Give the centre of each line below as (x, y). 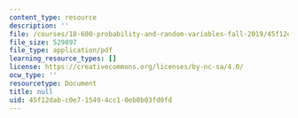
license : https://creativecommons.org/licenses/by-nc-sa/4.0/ (126, 67)
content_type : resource (53, 17)
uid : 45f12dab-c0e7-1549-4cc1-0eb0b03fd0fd (91, 100)
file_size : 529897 (43, 42)
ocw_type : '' (33, 75)
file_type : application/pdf (61, 51)
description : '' (39, 26)
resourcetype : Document (53, 83)
